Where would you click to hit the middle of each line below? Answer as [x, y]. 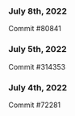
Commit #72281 [35, 105]
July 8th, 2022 [37, 11]
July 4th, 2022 [38, 87]
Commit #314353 [37, 66]
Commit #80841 [35, 29]
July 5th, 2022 [37, 50]
